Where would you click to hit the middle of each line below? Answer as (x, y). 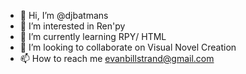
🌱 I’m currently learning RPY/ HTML (93, 36)
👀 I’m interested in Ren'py (72, 26)
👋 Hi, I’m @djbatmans (64, 15)
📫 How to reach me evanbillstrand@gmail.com (117, 58)
